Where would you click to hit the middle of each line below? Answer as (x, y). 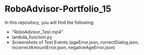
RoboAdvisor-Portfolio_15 (58, 9)
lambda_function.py (32, 37)
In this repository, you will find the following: (49, 22)
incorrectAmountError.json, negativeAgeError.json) (63, 47)
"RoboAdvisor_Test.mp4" (37, 32)
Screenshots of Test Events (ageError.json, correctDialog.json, (75, 42)
